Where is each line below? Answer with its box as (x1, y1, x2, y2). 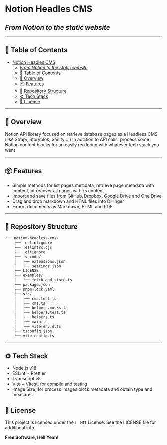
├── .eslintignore (14, 240, 52, 245)
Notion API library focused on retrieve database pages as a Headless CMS (5, 131, 158, 137)
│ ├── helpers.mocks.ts (14, 305, 68, 310)
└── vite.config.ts (14, 333, 55, 338)
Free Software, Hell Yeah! (5, 434, 59, 440)
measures (12, 392, 33, 398)
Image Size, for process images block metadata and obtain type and (12, 386, 153, 392)
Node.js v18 (12, 365, 37, 371)
